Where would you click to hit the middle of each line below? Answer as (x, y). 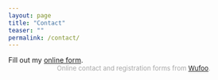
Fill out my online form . (46, 60)
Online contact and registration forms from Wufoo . (134, 69)
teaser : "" (26, 30)
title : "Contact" (37, 23)
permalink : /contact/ (44, 38)
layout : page (30, 15)
